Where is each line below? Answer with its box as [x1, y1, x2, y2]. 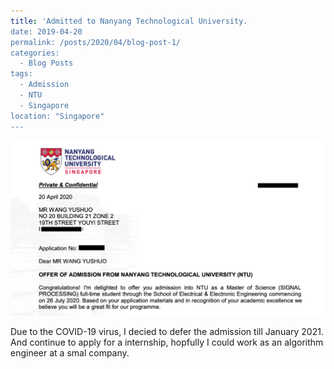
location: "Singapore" [10, 111, 105, 121]
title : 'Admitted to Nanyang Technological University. [10, 16, 248, 26]
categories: [10, 48, 60, 58]
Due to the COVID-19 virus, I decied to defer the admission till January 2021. [10, 325, 324, 337]
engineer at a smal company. [10, 346, 130, 359]
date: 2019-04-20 [10, 26, 83, 37]
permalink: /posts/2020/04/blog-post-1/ [10, 37, 182, 47]
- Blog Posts [19, 58, 74, 69]
